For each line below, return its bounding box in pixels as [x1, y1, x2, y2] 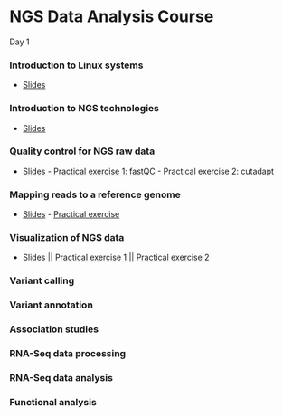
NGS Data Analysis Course [9, 6, 214, 27]
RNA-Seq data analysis [9, 372, 113, 384]
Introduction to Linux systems [9, 59, 144, 71]
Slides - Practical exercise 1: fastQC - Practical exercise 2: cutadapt [22, 166, 274, 176]
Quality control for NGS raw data [9, 145, 156, 157]
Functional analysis [9, 395, 97, 408]
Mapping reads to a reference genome [9, 188, 181, 201]
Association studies [9, 323, 99, 336]
